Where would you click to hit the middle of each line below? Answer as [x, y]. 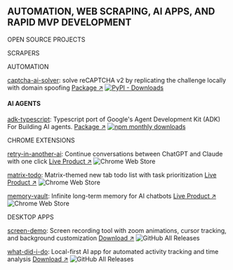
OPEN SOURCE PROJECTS [46, 39]
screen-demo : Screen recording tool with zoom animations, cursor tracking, [117, 231]
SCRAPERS [24, 53]
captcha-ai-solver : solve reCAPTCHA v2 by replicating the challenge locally [117, 80]
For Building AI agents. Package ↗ [57, 127]
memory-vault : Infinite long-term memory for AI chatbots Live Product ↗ [112, 196]
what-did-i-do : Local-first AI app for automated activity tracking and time [113, 252]
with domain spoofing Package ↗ [55, 88]
